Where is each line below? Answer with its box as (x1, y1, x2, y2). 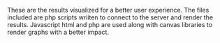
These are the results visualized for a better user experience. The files (7, 6, 210, 14)
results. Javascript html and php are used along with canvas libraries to (7, 21, 213, 28)
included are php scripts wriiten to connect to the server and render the (7, 13, 214, 21)
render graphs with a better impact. (7, 28, 110, 36)
